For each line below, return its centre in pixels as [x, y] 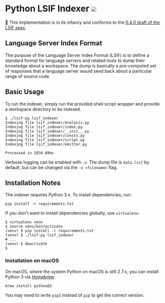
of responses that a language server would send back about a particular [79, 71]
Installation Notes [33, 183]
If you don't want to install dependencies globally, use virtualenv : [72, 213]
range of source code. [28, 76]
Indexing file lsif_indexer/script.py [45, 140]
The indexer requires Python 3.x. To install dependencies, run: [68, 195]
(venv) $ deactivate [26, 244]
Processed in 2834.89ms [30, 153]
